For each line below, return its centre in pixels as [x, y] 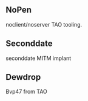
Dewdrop [23, 77]
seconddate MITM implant [39, 58]
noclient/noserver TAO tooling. [44, 24]
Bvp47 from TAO [27, 92]
